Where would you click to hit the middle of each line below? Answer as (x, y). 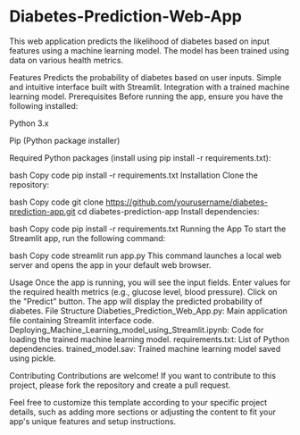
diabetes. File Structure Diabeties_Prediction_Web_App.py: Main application (149, 311)
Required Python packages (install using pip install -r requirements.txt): (140, 157)
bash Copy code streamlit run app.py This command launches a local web (146, 255)
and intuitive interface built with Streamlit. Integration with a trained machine (150, 87)
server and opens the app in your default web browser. (110, 264)
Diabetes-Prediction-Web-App (126, 17)
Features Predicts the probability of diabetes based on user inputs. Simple (146, 77)
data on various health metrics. (66, 60)
